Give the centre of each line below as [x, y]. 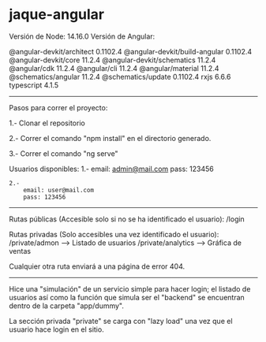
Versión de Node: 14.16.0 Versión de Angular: [82, 36]
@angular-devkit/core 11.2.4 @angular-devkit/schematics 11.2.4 [112, 60]
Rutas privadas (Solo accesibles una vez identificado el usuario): [114, 234]
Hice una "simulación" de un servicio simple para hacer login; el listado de [130, 288]
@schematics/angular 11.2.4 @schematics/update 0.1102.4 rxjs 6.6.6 [120, 76]
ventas [20, 251]
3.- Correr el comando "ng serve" [64, 153]
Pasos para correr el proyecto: [58, 107]
